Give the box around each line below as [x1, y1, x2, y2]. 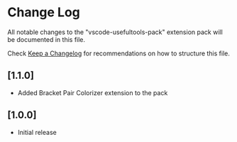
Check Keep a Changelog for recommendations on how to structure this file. [7, 49, 231, 58]
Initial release [17, 128, 57, 136]
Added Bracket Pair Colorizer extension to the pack [17, 88, 168, 97]
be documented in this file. [7, 35, 86, 43]
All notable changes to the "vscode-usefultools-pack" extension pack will [7, 28, 224, 36]
